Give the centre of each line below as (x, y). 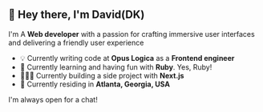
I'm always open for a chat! (53, 99)
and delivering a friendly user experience (76, 42)
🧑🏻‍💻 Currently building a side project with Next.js (102, 75)
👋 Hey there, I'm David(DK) (77, 15)
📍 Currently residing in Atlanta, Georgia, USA (95, 84)
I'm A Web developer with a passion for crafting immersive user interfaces (131, 34)
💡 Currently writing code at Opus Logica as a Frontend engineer (127, 58)
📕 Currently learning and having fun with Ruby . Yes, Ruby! (116, 67)
